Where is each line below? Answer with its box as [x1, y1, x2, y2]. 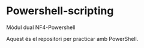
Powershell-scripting [6, 4, 114, 18]
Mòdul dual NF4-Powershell [6, 24, 76, 31]
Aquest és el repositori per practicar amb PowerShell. [6, 35, 139, 42]
